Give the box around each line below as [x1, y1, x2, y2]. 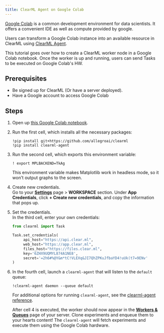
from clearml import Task [12, 224, 65, 229]
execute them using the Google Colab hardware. [12, 322, 110, 328]
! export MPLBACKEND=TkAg [12, 161, 65, 166]
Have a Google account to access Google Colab [12, 92, 109, 98]
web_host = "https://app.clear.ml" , [23, 242, 94, 247]
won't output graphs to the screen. [12, 175, 82, 181]
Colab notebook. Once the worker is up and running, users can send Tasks [5, 55, 156, 61]
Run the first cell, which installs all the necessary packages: [12, 129, 133, 135]
